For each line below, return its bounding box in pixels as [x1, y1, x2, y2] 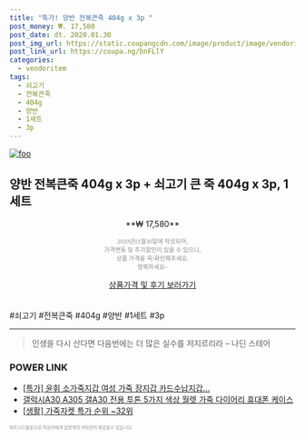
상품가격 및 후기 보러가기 [108, 279, 197, 290]
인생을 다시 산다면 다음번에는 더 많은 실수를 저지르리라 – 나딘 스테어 [31, 337, 271, 348]
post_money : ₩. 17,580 [9, 22, 95, 31]
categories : [9, 55, 54, 65]
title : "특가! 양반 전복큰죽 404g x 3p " [9, 13, 153, 23]
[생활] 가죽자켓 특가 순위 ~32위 [22, 405, 133, 416]
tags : [9, 73, 30, 82]
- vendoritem [17, 65, 67, 74]
